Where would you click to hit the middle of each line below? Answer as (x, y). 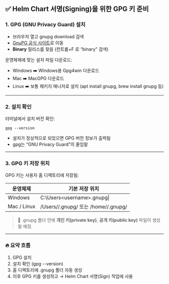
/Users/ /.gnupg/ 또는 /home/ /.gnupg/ (83, 207)
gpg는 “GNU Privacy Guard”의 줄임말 (50, 144)
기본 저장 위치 (84, 189)
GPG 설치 (22, 257)
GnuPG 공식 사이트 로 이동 (38, 43)
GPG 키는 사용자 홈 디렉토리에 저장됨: (42, 175)
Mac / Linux (22, 207)
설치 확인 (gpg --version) (38, 263)
